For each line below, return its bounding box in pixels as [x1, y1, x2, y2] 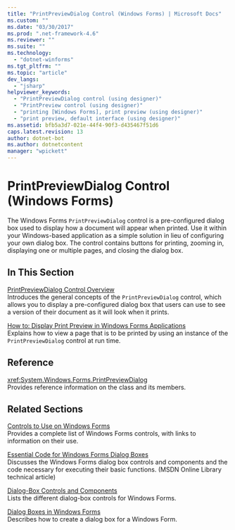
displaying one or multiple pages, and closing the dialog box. [7, 246, 184, 254]
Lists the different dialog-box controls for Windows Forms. [7, 494, 177, 503]
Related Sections [7, 403, 83, 415]
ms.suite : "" [7, 43, 46, 50]
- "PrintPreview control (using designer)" [13, 102, 143, 109]
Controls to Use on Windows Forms [7, 422, 110, 430]
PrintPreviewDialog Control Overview [7, 285, 115, 294]
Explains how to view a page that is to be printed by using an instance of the [7, 329, 229, 337]
